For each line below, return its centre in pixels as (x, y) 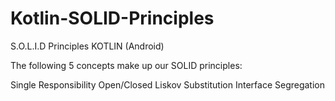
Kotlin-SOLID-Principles (112, 18)
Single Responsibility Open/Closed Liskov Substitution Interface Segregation (168, 84)
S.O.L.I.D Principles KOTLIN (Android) (87, 46)
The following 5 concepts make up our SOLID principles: (126, 65)
